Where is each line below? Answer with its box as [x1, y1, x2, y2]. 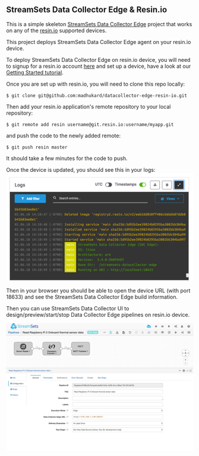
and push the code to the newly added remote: [6, 132, 121, 139]
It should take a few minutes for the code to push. [6, 155, 128, 162]
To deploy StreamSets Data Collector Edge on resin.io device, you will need [6, 56, 191, 63]
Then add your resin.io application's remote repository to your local [6, 103, 171, 110]
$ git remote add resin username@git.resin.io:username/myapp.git [6, 121, 174, 127]
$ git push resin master [6, 144, 68, 150]
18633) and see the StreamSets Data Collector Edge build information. [6, 294, 178, 301]
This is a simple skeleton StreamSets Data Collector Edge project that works [6, 20, 192, 27]
